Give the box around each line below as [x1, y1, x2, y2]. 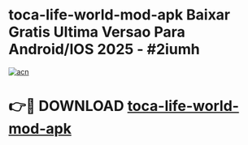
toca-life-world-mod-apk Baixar [8, 6, 230, 24]
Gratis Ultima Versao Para [8, 23, 185, 41]
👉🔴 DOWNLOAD [8, 97, 124, 115]
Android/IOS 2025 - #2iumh [8, 41, 201, 58]
